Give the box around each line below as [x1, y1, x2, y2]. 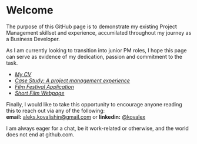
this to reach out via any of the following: [6, 107, 105, 114]
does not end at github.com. [6, 130, 75, 138]
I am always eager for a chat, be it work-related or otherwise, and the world [6, 125, 189, 132]
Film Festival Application [14, 83, 75, 90]
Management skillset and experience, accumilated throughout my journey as [6, 29, 192, 36]
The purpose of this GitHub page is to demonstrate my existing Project [6, 23, 178, 30]
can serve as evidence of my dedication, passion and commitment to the [6, 53, 182, 60]
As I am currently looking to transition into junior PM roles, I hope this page [6, 46, 187, 53]
